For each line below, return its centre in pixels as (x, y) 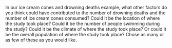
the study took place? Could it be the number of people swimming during (83, 23)
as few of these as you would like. (41, 40)
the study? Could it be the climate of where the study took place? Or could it (86, 29)
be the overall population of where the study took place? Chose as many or (85, 34)
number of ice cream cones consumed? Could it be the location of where (83, 18)
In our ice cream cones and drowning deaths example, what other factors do (86, 7)
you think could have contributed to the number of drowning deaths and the (85, 13)
